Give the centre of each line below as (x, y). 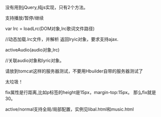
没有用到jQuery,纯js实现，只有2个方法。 (47, 7)
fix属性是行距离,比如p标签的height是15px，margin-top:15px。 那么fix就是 (81, 92)
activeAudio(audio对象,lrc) (32, 50)
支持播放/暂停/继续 (25, 18)
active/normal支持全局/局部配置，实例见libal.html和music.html (70, 109)
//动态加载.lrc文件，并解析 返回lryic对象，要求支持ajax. (62, 39)
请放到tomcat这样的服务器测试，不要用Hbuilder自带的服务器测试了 (74, 71)
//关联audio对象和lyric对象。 (35, 60)
